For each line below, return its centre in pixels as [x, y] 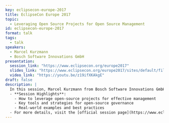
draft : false [19, 80]
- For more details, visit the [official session [63, 113]
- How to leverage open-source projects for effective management [85, 98]
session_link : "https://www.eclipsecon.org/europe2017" [69, 66]
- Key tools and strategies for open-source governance [74, 103]
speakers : [16, 47]
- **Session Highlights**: [38, 94]
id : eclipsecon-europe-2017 [35, 29]
